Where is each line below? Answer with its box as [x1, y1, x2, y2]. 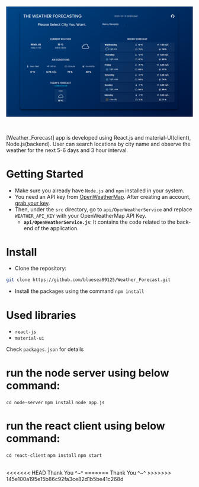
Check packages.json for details [6, 346, 84, 353]
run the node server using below [6, 366, 169, 380]
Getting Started [6, 167, 84, 180]
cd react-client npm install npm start [6, 453, 102, 459]
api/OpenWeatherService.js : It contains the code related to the [23, 218, 176, 225]
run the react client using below [6, 420, 165, 433]
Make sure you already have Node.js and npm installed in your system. [14, 187, 185, 194]
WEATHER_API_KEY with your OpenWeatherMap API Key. [14, 212, 147, 219]
